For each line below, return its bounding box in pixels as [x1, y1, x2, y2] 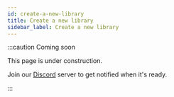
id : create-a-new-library [7, 10, 84, 18]
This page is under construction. [7, 57, 103, 65]
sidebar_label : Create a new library [7, 23, 119, 30]
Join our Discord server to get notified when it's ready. [7, 70, 168, 79]
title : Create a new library [7, 17, 94, 24]
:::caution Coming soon [7, 43, 76, 52]
